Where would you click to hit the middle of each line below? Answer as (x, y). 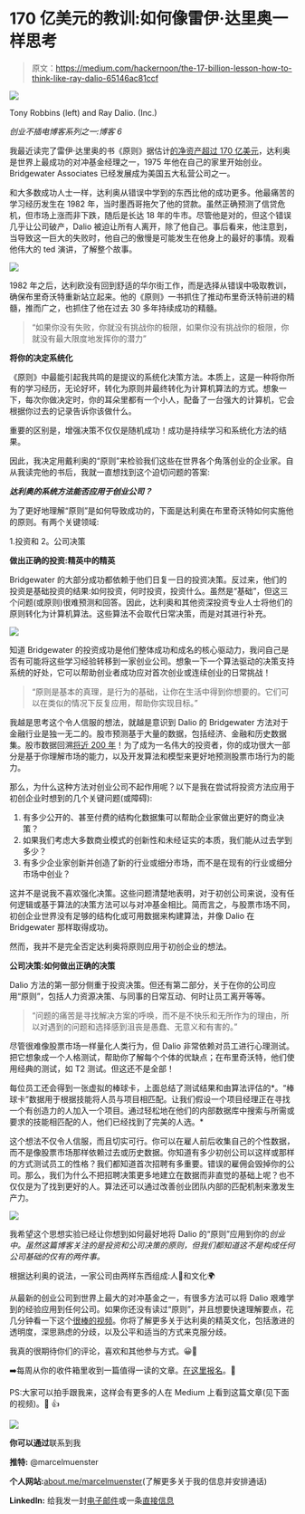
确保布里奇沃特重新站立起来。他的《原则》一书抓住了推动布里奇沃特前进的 (148, 296)
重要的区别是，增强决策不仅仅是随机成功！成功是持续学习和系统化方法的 (144, 430)
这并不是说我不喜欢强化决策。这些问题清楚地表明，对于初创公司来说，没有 (148, 893)
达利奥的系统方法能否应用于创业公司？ (81, 491)
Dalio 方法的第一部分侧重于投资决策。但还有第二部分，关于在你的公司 (139, 984)
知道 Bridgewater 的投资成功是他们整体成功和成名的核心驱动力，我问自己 (146, 649)
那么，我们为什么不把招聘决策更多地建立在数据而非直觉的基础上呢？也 (156, 1174)
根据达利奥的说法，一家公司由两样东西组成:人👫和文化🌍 (112, 1275)
